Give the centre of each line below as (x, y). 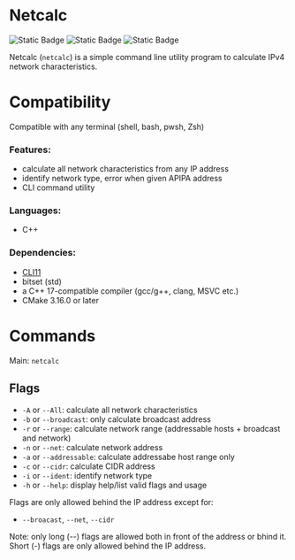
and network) (46, 438)
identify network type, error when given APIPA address (122, 179)
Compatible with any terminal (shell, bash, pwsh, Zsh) (107, 127)
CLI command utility (58, 188)
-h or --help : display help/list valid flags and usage (114, 485)
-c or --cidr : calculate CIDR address (89, 466)
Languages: (35, 211)
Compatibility (60, 102)
